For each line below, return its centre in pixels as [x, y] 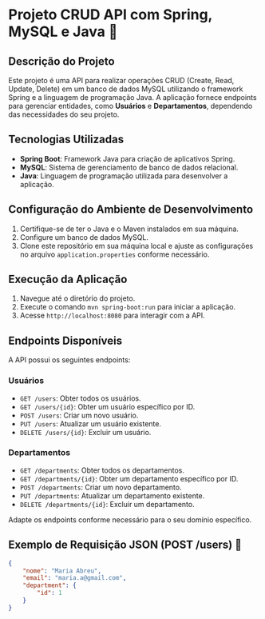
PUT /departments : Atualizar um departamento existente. [112, 495]
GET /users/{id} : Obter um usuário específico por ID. [107, 406]
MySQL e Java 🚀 [63, 32]
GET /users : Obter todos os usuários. [80, 398]
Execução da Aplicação [68, 280]
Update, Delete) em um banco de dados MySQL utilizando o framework [126, 89]
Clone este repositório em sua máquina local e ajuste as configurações [136, 246]
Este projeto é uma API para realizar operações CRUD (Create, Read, [121, 80]
